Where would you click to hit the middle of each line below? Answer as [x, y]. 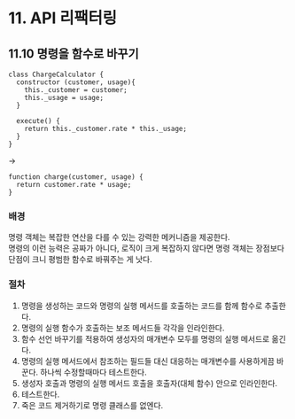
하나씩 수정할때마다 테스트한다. [93, 372]
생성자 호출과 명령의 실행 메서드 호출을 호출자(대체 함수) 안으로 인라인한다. [149, 383]
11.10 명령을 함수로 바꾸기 [74, 54]
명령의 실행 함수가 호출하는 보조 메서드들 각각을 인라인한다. [123, 328]
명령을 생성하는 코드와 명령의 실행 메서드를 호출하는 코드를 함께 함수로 [142, 306]
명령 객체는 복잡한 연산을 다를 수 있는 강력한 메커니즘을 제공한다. [120, 237]
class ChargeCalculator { [56, 74]
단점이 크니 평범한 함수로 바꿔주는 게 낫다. [80, 260]
